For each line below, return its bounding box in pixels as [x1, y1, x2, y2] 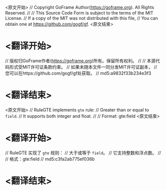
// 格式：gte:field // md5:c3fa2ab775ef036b [5, 156, 95, 162]
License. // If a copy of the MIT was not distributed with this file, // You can [5, 15, 158, 21]
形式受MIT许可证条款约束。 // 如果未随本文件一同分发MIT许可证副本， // [9, 64, 158, 70]
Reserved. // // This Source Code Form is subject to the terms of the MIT [5, 10, 154, 16]
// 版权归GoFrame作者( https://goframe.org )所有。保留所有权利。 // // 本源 [5, 58, 156, 64]
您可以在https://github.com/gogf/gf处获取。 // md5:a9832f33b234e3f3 [5, 70, 152, 76]
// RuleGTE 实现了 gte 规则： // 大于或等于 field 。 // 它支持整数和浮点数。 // [5, 150, 162, 156]
